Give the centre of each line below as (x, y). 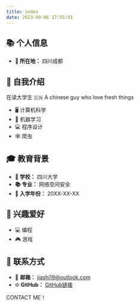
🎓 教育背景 (28, 159)
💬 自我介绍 (25, 82)
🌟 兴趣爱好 (25, 214)
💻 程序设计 (29, 127)
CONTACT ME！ (26, 297)
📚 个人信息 (27, 43)
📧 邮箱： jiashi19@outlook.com (53, 277)
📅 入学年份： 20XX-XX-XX (47, 193)
